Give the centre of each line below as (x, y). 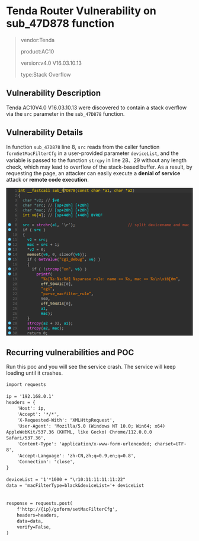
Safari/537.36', (26, 438)
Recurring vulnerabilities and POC (70, 352)
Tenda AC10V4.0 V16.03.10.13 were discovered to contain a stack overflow (97, 107)
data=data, (30, 521)
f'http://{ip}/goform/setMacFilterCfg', (67, 510)
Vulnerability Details (45, 133)
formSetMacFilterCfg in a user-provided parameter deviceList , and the (92, 153)
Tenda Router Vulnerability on (81, 11)
